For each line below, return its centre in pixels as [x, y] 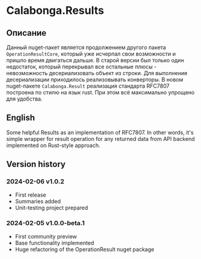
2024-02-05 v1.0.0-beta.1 [45, 223]
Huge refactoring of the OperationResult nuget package [84, 249]
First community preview [46, 236]
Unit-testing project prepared [51, 208]
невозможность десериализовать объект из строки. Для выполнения [97, 73]
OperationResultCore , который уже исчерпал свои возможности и [91, 54]
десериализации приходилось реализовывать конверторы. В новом [95, 80]
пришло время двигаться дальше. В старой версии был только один [95, 60]
